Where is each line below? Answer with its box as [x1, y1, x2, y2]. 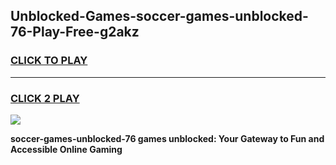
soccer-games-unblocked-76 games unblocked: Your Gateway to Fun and [10, 132, 325, 144]
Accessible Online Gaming [10, 143, 123, 155]
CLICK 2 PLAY [10, 91, 80, 105]
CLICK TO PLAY [10, 54, 88, 68]
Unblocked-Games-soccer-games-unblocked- [10, 8, 309, 25]
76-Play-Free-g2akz [10, 24, 140, 41]
